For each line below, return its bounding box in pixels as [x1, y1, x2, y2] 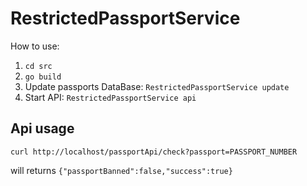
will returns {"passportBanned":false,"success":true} [10, 164, 233, 176]
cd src [24, 61, 53, 71]
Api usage [10, 120, 75, 137]
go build [24, 72, 62, 82]
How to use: [10, 40, 60, 52]
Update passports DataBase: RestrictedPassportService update [24, 80, 290, 92]
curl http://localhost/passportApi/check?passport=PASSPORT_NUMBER [10, 147, 298, 157]
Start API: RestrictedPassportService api [24, 91, 197, 103]
